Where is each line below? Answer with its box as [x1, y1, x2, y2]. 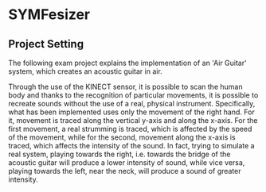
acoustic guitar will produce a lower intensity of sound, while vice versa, [8, 158, 245, 167]
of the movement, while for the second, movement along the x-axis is [8, 132, 237, 142]
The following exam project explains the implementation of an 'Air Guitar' [8, 58, 247, 67]
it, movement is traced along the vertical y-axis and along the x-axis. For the [8, 116, 258, 125]
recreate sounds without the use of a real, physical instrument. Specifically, [8, 99, 256, 108]
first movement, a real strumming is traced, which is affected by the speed [8, 125, 252, 133]
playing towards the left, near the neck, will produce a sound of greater [8, 167, 241, 175]
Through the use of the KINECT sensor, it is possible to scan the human [8, 82, 243, 91]
